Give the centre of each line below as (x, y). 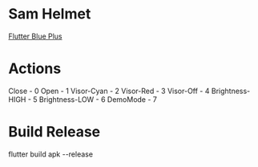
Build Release (54, 132)
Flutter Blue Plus (35, 36)
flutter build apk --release (51, 154)
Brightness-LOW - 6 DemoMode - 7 (98, 99)
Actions (35, 69)
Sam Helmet (50, 14)
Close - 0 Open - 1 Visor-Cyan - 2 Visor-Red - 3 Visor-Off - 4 (109, 91)
